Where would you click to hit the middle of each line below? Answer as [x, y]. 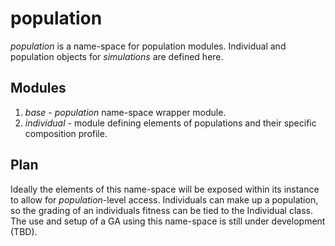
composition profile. [66, 133]
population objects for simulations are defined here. [117, 56]
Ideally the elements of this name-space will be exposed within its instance [165, 189]
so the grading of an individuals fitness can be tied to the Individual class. [161, 210]
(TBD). [24, 231]
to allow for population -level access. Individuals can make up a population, [164, 199]
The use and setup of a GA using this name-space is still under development [168, 221]
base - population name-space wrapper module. [125, 112]
